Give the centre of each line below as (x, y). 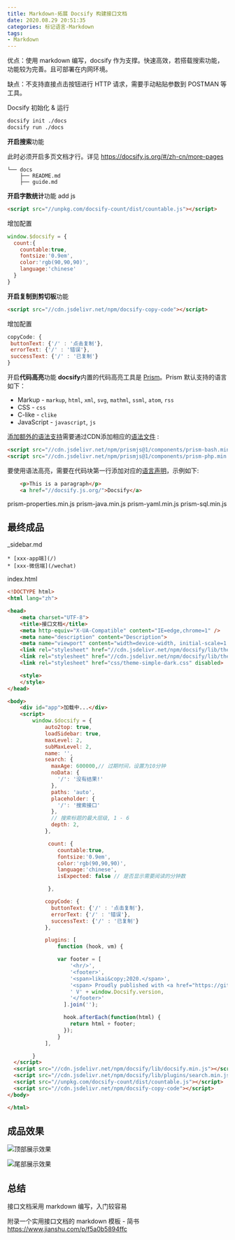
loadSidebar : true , (73, 734)
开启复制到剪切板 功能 (38, 296)
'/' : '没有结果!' (80, 779)
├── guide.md (39, 182)
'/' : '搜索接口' (79, 805)
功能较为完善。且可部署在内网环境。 (59, 69)
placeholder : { (73, 799)
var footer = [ (79, 959)
